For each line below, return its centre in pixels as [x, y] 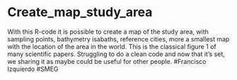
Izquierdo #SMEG [33, 69]
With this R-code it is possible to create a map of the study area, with [108, 32]
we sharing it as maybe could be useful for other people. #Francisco [107, 61]
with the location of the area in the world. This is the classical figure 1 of [112, 46]
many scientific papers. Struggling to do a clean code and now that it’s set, [116, 54]
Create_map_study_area [80, 12]
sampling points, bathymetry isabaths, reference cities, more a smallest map [118, 39]
